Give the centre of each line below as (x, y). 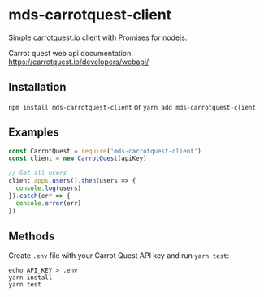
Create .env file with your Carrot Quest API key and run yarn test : (119, 256)
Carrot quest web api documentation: (71, 53)
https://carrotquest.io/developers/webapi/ (79, 62)
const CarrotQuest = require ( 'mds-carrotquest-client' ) (105, 151)
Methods (32, 236)
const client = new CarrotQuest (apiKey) (78, 159)
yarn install (30, 278)
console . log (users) (49, 188)
